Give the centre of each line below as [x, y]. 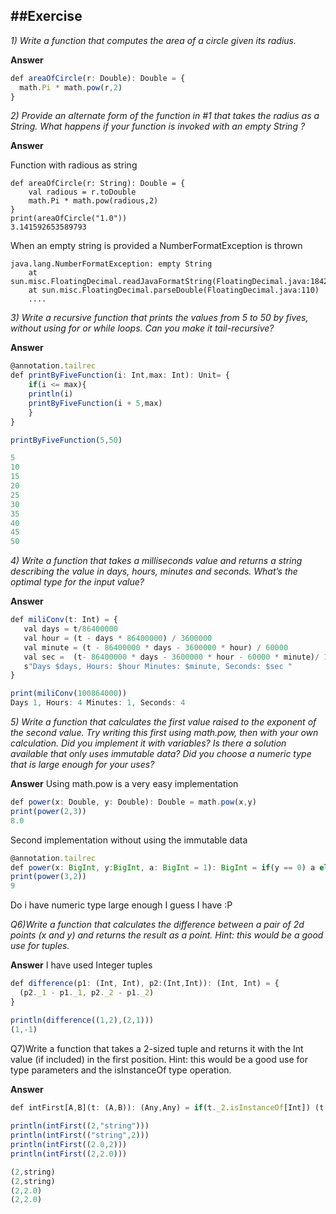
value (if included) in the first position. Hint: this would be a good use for [159, 1059]
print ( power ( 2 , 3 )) [48, 811]
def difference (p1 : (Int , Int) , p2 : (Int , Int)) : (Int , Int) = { [145, 984]
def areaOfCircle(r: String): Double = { [98, 184]
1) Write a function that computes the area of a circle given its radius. [153, 40]
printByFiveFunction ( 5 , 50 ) [66, 440]
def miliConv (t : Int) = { [64, 620]
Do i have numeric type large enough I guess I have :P [121, 905]
